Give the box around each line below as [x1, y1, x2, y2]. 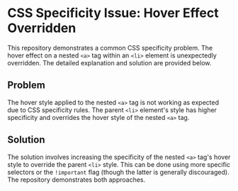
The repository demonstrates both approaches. [7, 175, 146, 184]
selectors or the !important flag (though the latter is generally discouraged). [7, 168, 229, 176]
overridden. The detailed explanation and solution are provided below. [7, 58, 212, 67]
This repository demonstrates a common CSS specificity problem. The [7, 43, 213, 52]
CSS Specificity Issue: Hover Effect [7, 5, 219, 21]
